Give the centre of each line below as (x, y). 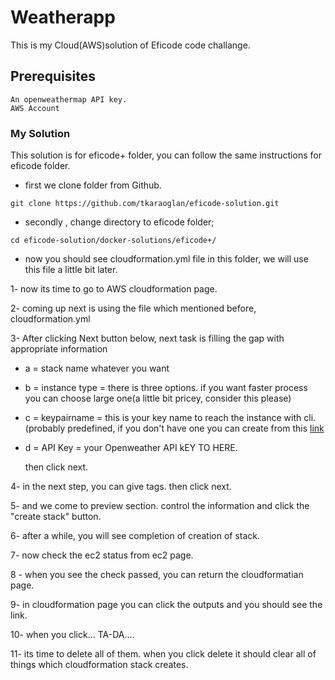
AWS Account (35, 108)
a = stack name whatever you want (97, 368)
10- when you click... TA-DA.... (72, 635)
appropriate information (59, 349)
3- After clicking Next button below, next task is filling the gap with (147, 338)
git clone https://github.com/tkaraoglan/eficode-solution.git (145, 204)
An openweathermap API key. (69, 99)
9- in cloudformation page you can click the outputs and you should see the (166, 605)
